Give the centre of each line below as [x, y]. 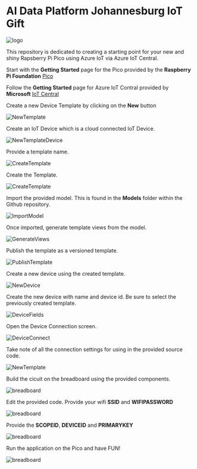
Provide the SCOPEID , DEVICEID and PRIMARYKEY [70, 425]
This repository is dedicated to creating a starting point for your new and [95, 51]
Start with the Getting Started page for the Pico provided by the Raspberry [99, 69]
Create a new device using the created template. [66, 273]
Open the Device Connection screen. [51, 326]
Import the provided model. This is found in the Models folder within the [94, 198]
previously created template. [41, 303]
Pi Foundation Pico [30, 76]
